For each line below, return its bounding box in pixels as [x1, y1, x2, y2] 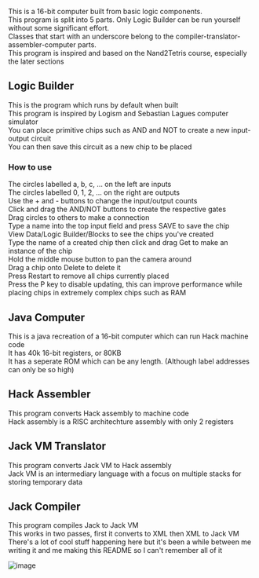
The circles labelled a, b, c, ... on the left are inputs [8, 180, 172, 189]
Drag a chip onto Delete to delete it [8, 263, 122, 273]
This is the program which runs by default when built [8, 100, 179, 109]
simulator [8, 117, 38, 126]
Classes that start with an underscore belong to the [8, 31, 174, 41]
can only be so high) [8, 364, 75, 374]
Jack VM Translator [8, 440, 107, 453]
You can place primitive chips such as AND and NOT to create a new [8, 125, 230, 134]
